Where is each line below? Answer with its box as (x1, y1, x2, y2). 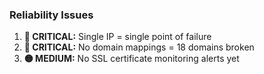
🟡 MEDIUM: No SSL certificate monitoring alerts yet (23, 53, 240, 65)
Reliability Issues (9, 8, 94, 22)
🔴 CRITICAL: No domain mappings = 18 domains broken (23, 41, 255, 53)
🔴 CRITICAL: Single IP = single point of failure (23, 31, 212, 43)
